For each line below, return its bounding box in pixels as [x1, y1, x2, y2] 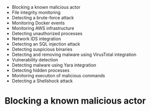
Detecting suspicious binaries [11, 47, 73, 52]
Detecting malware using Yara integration [11, 62, 97, 68]
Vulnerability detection [11, 57, 58, 62]
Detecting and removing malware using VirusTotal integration [11, 52, 137, 57]
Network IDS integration [11, 36, 61, 42]
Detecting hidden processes [11, 67, 70, 73]
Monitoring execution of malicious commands [11, 73, 105, 78]
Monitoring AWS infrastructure [11, 25, 75, 31]
